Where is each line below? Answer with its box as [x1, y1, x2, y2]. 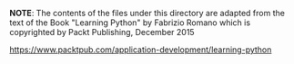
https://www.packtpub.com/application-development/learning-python [9, 44, 272, 55]
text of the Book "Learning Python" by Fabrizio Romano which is [9, 17, 251, 28]
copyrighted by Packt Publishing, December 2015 [9, 27, 195, 37]
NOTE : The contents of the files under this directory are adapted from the [9, 8, 285, 18]
